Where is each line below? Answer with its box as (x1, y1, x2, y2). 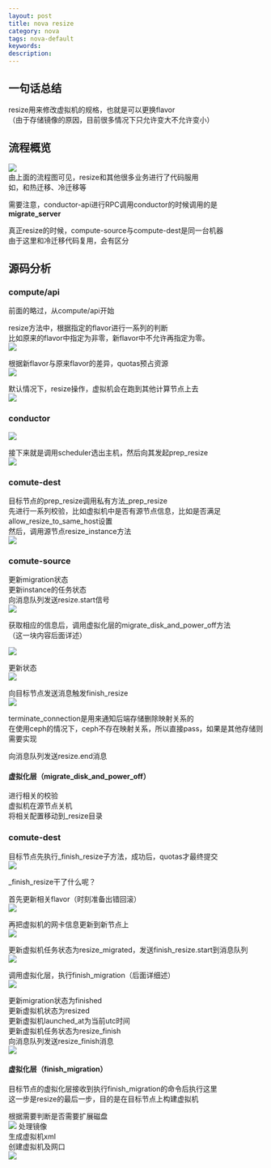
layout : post (8, 11, 53, 20)
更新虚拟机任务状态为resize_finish (8, 1026, 121, 1036)
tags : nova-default (8, 34, 74, 43)
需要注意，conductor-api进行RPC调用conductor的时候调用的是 (8, 200, 218, 209)
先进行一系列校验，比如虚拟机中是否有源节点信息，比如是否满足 (8, 506, 221, 515)
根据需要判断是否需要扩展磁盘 (8, 1111, 108, 1121)
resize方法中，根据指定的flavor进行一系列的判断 (8, 323, 168, 333)
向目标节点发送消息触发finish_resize (8, 688, 129, 698)
